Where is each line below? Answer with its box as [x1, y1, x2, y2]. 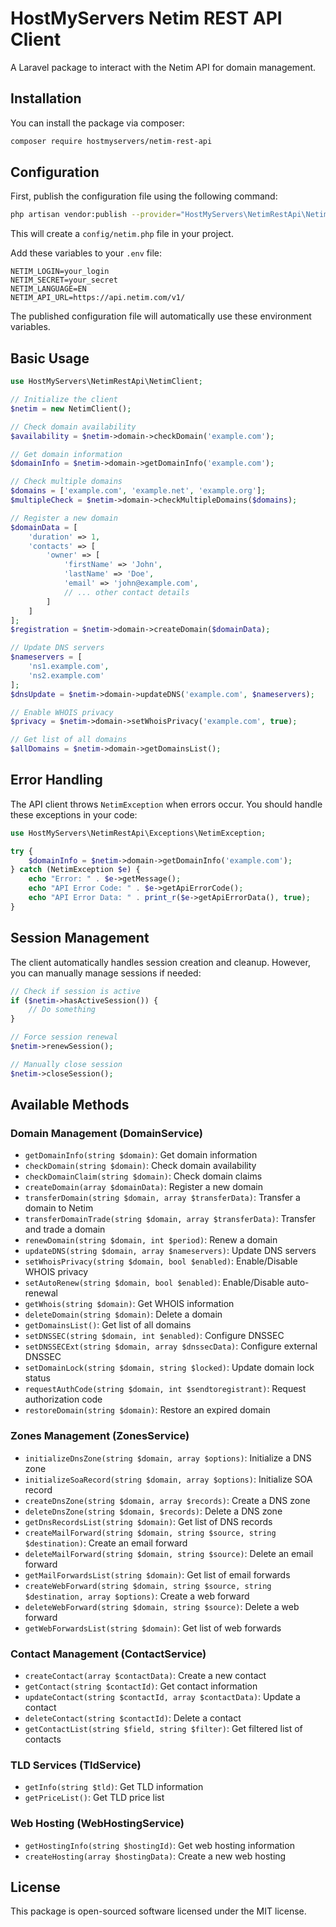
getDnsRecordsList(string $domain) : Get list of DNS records [24, 1515, 273, 1527]
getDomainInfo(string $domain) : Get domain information [24, 1149, 258, 1161]
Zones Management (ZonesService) [10, 1429, 190, 1443]
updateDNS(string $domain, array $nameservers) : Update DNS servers [24, 1245, 317, 1257]
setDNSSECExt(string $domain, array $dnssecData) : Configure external [24, 1340, 318, 1352]
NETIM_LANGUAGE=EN [10, 284, 87, 294]
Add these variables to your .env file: [10, 247, 163, 259]
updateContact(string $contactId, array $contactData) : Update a [24, 1690, 301, 1702]
